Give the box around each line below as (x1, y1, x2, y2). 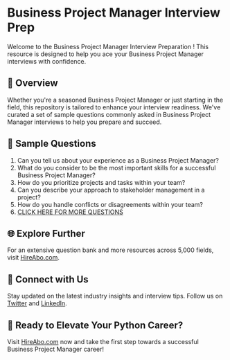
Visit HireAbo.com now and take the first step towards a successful (7, 338, 199, 345)
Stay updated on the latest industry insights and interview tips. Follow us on (7, 292, 223, 300)
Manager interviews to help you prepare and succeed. (7, 118, 162, 126)
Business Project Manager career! (7, 345, 105, 353)
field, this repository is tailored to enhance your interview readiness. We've (7, 102, 221, 111)
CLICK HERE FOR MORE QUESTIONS (17, 208, 123, 216)
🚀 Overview (7, 78, 58, 89)
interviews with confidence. (7, 57, 87, 65)
